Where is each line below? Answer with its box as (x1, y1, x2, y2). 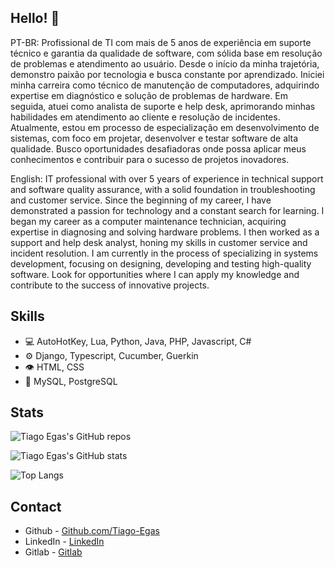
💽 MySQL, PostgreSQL (24, 375, 118, 387)
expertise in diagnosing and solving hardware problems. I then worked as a (10, 226, 320, 238)
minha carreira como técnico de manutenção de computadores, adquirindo (10, 79, 320, 91)
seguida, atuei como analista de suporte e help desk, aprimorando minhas (10, 100, 316, 112)
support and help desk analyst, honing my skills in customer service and (10, 236, 308, 248)
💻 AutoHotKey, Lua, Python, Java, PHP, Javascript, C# (24, 335, 252, 347)
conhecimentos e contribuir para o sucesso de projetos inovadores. (10, 153, 290, 165)
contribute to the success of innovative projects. (10, 279, 210, 291)
